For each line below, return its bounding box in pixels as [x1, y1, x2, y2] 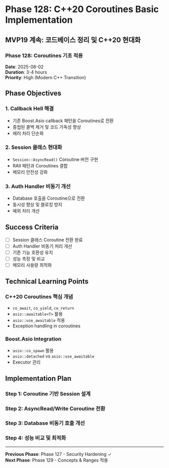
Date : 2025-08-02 [5, 64, 44, 70]
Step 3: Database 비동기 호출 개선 [5, 420, 86, 427]
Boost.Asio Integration [5, 335, 62, 342]
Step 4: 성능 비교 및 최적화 [5, 435, 66, 442]
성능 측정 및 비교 [12, 256, 45, 262]
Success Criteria [5, 223, 59, 231]
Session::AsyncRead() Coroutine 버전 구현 [12, 156, 99, 162]
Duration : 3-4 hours [5, 69, 47, 75]
